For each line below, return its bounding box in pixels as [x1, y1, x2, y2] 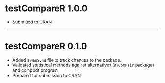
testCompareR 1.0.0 [5, 3, 88, 14]
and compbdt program [12, 67, 58, 73]
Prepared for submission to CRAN [12, 72, 81, 78]
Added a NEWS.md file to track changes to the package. [12, 57, 122, 62]
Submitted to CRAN [12, 19, 52, 25]
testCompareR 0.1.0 [5, 41, 87, 52]
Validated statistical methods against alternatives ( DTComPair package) [12, 62, 154, 68]
